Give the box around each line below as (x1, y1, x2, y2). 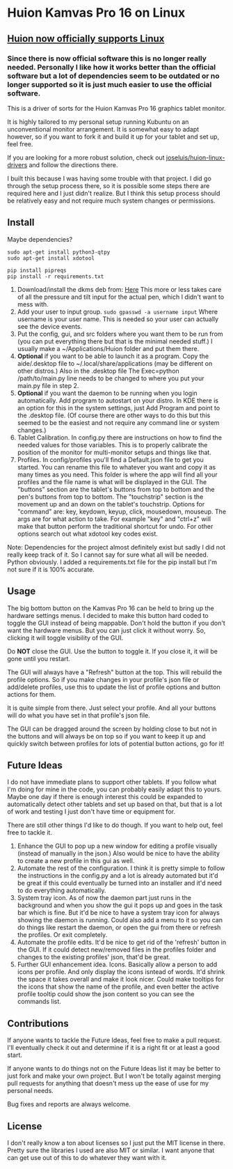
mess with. (17, 300, 49, 308)
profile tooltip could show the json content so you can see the (17, 990, 195, 998)
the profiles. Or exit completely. (17, 931, 108, 939)
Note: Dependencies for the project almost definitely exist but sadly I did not (7, 543, 226, 551)
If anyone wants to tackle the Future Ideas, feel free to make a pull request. (7, 1036, 222, 1044)
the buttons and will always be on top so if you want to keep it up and (7, 731, 207, 740)
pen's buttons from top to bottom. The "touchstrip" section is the (17, 493, 204, 501)
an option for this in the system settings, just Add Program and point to (17, 403, 220, 412)
